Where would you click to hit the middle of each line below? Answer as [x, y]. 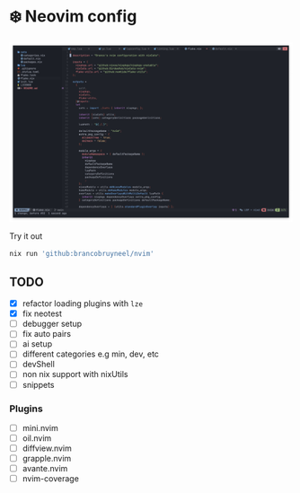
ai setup [37, 344]
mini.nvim [40, 427]
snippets [38, 384]
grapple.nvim [47, 459]
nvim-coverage [50, 479]
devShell [39, 365]
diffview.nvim [47, 448]
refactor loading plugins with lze [83, 304]
